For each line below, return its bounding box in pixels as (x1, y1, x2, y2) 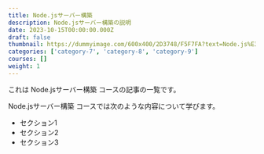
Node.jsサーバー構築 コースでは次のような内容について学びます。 (8, 101, 220, 110)
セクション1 (19, 118, 57, 127)
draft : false (8, 33, 51, 41)
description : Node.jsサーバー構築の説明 (8, 19, 132, 27)
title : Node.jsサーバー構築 (8, 11, 93, 20)
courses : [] (8, 56, 47, 63)
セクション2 (19, 127, 59, 137)
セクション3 (19, 138, 59, 147)
